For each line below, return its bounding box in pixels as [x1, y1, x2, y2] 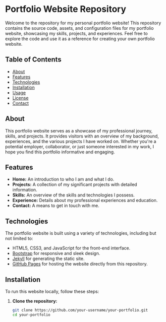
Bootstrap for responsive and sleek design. [12, 251, 101, 257]
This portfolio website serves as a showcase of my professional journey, [5, 128, 153, 133]
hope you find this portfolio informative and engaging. [5, 149, 115, 155]
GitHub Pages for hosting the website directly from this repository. [12, 261, 148, 267]
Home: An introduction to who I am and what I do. [12, 176, 114, 182]
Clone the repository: [12, 298, 57, 304]
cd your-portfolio [12, 312, 51, 317]
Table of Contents [5, 56, 62, 64]
